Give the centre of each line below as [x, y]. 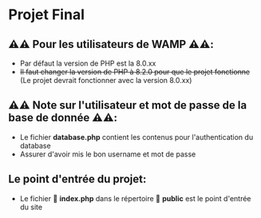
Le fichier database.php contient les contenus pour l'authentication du [136, 137]
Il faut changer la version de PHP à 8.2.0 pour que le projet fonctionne [135, 72]
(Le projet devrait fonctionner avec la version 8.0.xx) [106, 80]
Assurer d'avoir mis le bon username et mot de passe [108, 154]
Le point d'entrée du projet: [77, 179]
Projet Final [47, 15]
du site [31, 207]
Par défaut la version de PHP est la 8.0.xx [88, 63]
